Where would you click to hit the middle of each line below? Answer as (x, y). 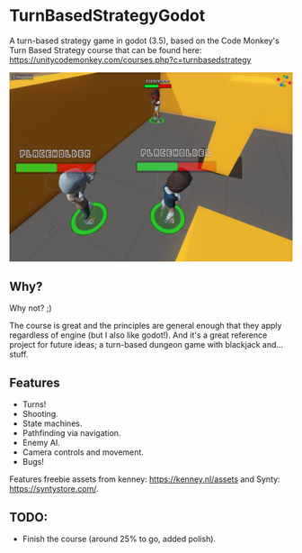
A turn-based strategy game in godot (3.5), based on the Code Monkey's (145, 41)
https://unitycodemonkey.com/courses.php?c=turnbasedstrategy (130, 59)
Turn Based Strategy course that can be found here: (106, 50)
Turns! (34, 404)
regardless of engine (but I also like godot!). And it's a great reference (138, 335)
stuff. (19, 354)
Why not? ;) (31, 308)
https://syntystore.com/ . (54, 489)
